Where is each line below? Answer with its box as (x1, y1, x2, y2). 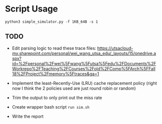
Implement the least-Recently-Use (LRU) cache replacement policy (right (12, 80, 157, 86)
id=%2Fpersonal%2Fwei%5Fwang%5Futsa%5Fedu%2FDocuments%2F (12, 60, 157, 66)
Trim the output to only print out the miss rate (12, 95, 102, 100)
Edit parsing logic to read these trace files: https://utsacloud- (12, 45, 134, 51)
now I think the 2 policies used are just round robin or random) (12, 85, 136, 91)
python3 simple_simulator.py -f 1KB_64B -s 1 (5, 19, 98, 24)
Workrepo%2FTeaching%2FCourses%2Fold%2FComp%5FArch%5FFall (12, 66, 156, 71)
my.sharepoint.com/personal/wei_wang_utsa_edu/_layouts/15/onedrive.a (12, 50, 156, 56)
